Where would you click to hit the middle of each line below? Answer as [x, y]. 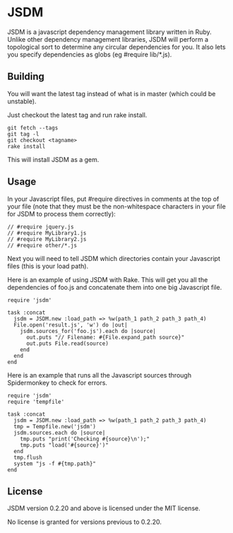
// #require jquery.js [41, 227]
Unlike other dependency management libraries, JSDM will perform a [108, 39]
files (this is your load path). [48, 266]
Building [26, 77]
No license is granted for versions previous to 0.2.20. [85, 522]
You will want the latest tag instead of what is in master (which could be [112, 93]
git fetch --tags [33, 128]
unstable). [22, 101]
